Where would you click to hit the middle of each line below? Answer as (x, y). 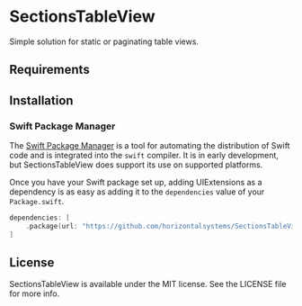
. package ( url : (52, 226)
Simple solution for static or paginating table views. (104, 41)
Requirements (49, 70)
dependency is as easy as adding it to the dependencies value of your (137, 192)
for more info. (35, 293)
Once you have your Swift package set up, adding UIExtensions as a (136, 183)
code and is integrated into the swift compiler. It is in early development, (144, 156)
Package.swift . (37, 202)
